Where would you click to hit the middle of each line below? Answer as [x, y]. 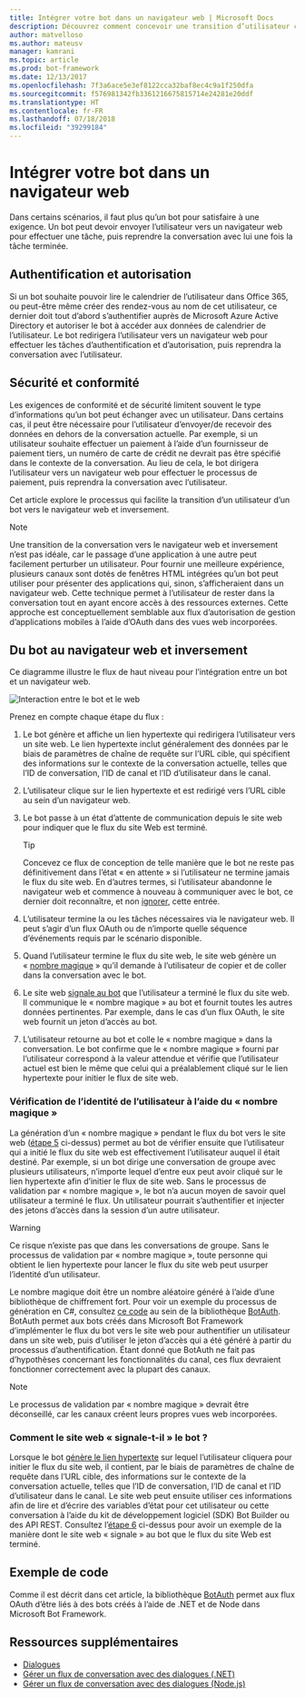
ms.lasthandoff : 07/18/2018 [63, 119]
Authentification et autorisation [101, 275]
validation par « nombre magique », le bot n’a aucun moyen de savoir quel [148, 1190]
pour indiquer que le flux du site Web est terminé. [115, 828]
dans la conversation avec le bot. [84, 975]
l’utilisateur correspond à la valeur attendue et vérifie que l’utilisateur [151, 1058]
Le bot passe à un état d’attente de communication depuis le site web [152, 818]
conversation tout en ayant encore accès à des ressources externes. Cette [149, 602]
